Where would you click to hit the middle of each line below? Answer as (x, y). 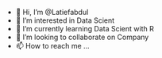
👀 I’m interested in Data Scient (65, 20)
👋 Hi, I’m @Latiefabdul (52, 12)
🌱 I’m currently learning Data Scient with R (85, 29)
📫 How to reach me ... (52, 46)
